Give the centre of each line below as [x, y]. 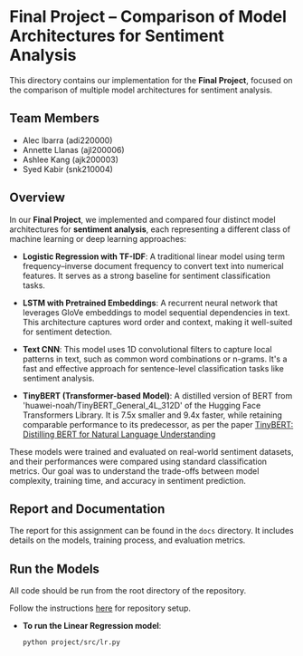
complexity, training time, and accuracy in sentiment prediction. [128, 480]
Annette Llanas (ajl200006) [73, 150]
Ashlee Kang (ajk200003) [71, 159]
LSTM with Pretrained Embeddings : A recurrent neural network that [150, 303]
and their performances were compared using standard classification [138, 461]
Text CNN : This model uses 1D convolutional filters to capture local [147, 349]
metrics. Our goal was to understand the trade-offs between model [134, 471]
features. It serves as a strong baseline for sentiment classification [147, 275]
